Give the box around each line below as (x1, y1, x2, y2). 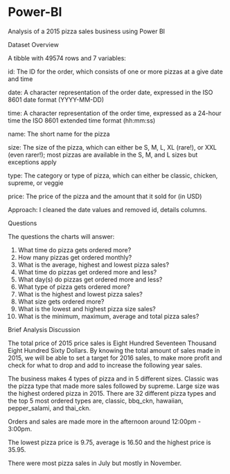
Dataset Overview (8, 40, 60, 49)
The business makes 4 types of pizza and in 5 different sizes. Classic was (8, 374, 219, 383)
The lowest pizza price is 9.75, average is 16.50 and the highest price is (8, 438, 211, 446)
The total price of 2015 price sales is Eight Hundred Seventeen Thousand (8, 339, 217, 347)
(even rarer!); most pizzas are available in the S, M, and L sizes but (8, 150, 198, 159)
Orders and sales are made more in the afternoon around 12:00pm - (8, 417, 202, 425)
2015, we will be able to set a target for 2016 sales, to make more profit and (8, 353, 222, 362)
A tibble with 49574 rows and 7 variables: (8, 53, 127, 62)
